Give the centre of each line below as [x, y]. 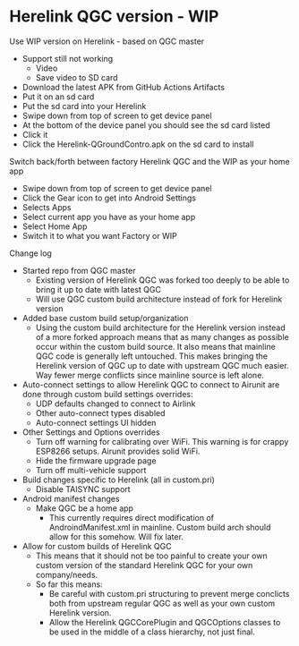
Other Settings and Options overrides [91, 432]
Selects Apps [47, 207]
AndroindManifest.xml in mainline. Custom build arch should [160, 527]
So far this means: [69, 584]
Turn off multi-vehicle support [91, 470]
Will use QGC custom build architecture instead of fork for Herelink [159, 299]
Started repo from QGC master [79, 270]
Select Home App [55, 226]
